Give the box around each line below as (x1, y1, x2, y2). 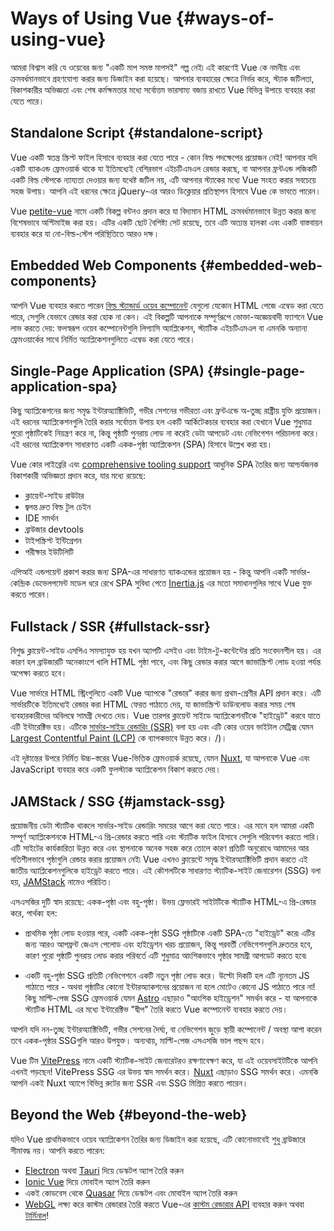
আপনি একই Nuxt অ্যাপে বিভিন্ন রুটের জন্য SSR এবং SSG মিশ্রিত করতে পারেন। (10, 1077, 249, 1089)
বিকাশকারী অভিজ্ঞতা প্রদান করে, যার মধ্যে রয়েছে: (10, 470, 147, 482)
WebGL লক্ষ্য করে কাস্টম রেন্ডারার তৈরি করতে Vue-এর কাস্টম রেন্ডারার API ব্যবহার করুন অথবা (24, 1198, 305, 1210)
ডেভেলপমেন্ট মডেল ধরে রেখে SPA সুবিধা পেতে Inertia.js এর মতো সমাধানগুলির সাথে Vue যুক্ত (32, 577, 313, 589)
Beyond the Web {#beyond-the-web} (10, 1107, 248, 1124)
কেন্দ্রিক (10, 577, 31, 589)
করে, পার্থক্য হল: (10, 907, 58, 919)
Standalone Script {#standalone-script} (10, 125, 264, 142)
